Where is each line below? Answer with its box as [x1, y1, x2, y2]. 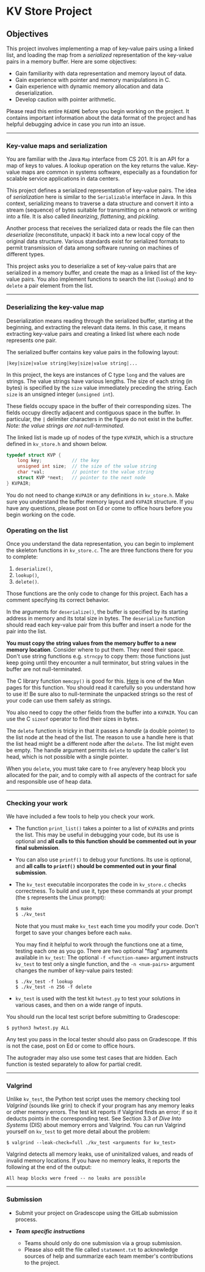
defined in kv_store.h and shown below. [6, 440, 108, 447]
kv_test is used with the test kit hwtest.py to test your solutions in [15, 995, 181, 1002]
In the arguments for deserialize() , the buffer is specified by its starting [6, 608, 189, 616]
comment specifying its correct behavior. [6, 597, 110, 604]
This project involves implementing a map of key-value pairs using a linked [6, 45, 194, 52]
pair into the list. [6, 628, 47, 635]
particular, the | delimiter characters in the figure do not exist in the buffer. [6, 415, 193, 423]
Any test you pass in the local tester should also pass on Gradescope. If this [6, 1036, 197, 1043]
